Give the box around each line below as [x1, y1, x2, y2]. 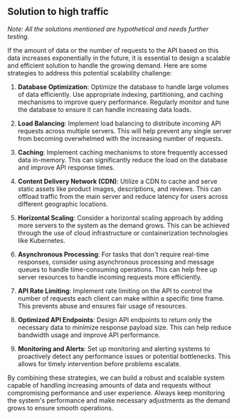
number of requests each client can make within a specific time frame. [17, 294, 225, 302]
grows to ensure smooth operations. [7, 403, 114, 412]
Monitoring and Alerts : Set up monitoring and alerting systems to [17, 344, 211, 353]
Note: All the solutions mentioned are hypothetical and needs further [7, 24, 209, 33]
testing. [7, 32, 30, 41]
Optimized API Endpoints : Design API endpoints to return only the [17, 315, 212, 324]
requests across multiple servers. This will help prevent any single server [17, 126, 232, 135]
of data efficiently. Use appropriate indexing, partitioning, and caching [17, 90, 223, 98]
